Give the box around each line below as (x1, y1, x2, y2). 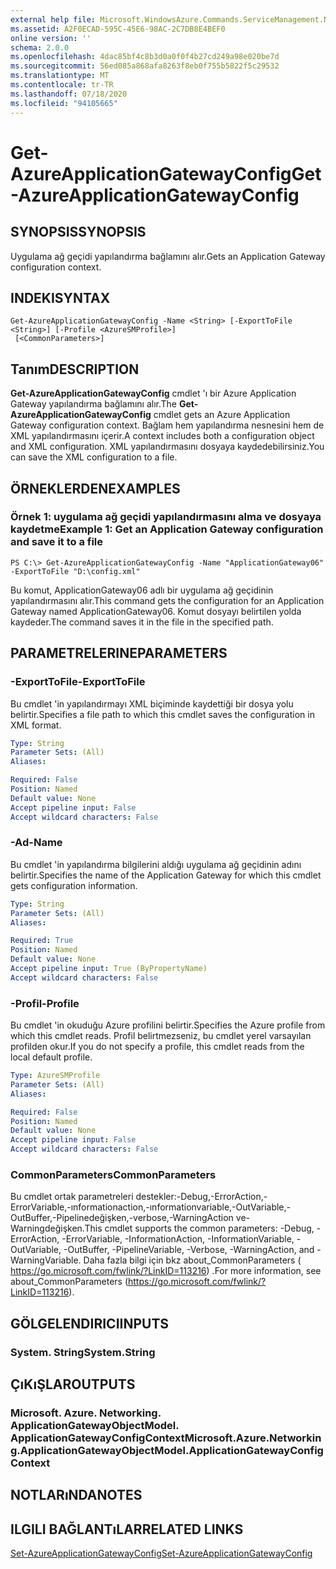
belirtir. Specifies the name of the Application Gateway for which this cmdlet (10, 869, 322, 881)
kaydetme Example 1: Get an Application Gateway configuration (10, 522, 324, 536)
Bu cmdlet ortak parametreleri (10, 1191, 134, 1203)
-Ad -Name (10, 836, 63, 850)
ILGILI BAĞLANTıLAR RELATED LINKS (10, 1521, 244, 1538)
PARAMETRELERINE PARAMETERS (10, 645, 228, 662)
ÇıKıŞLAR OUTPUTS (10, 1376, 136, 1393)
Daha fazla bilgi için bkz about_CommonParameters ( (83, 1254, 302, 1266)
